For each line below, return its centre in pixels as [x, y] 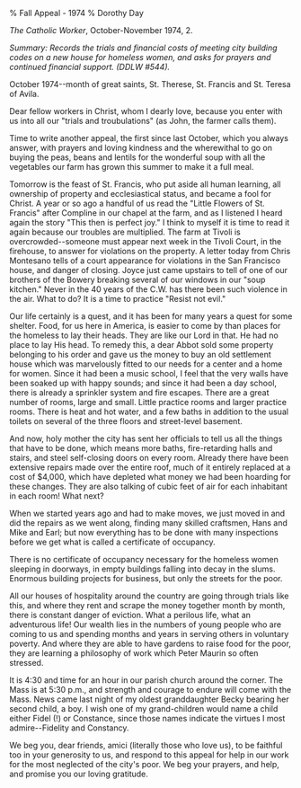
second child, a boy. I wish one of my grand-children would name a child [144, 708]
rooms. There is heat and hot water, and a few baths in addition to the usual [149, 412]
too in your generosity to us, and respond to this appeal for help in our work [149, 755]
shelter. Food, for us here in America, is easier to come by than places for [145, 326]
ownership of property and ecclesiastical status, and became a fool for [140, 194]
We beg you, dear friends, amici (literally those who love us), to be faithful [146, 745]
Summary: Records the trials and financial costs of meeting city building [143, 48]
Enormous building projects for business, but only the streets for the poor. [146, 578]
